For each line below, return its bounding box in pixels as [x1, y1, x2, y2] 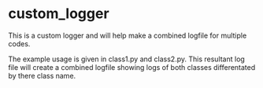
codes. [8, 38, 31, 48]
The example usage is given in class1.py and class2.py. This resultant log [8, 54, 246, 64]
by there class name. [8, 71, 76, 80]
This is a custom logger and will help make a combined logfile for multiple [8, 31, 247, 40]
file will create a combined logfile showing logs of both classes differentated [8, 62, 256, 71]
